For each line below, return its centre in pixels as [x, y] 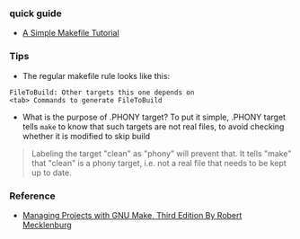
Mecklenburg [47, 225]
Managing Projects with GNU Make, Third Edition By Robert [132, 215]
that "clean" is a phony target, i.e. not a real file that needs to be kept [159, 163]
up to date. [51, 173]
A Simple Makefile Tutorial [71, 33]
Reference [32, 196]
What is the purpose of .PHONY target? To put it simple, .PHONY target [154, 117]
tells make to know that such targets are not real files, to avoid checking [153, 126]
